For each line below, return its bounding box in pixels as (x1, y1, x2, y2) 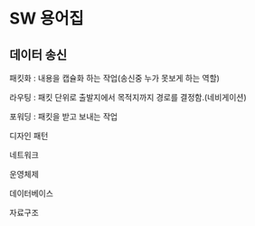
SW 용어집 (9, 8, 84, 29)
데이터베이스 (9, 188, 54, 199)
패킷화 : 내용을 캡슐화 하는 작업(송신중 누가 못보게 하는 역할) (9, 73, 220, 83)
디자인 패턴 (9, 130, 49, 141)
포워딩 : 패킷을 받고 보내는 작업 (9, 111, 118, 122)
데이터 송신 (9, 47, 68, 62)
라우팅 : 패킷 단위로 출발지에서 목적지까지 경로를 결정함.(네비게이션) (9, 92, 247, 102)
